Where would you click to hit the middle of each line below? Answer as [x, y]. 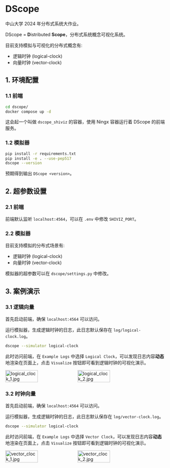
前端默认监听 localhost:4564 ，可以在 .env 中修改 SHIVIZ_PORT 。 [72, 219]
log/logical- [127, 330]
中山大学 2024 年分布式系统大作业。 [43, 23]
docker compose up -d [28, 112]
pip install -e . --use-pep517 [38, 159]
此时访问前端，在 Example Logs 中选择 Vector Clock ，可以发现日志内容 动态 [83, 437]
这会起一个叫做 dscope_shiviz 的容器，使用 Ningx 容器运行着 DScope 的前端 [85, 122]
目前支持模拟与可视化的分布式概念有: [44, 45]
